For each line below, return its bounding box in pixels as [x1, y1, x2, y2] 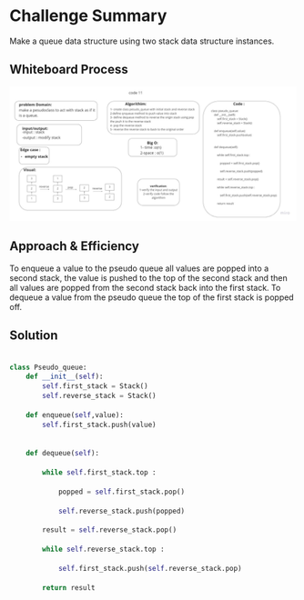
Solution [9, 328, 58, 344]
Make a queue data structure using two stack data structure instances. [9, 35, 275, 46]
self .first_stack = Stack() [42, 382, 148, 391]
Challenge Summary [9, 5, 167, 26]
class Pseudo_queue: [9, 363, 88, 372]
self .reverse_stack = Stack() [42, 392, 157, 401]
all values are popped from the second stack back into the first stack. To [9, 282, 281, 293]
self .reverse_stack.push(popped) [57, 506, 185, 515]
